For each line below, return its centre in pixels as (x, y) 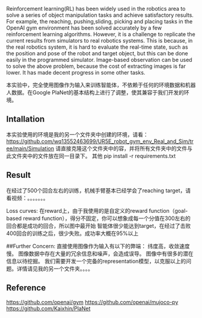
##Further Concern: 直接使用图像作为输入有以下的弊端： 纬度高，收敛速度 (98, 246)
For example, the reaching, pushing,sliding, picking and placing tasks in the (99, 21)
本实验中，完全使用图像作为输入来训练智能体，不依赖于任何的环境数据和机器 (101, 85)
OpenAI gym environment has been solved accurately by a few (84, 28)
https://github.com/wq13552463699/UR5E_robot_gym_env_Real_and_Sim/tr (100, 141)
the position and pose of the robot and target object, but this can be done (97, 53)
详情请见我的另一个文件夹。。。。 (55, 268)
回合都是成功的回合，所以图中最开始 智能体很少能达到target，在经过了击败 (99, 225)
